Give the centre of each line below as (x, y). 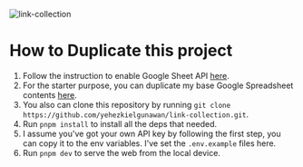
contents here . (49, 94)
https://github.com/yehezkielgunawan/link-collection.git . (136, 114)
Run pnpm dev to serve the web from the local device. (121, 152)
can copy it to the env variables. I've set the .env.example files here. (149, 143)
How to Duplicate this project (121, 51)
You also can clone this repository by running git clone (127, 104)
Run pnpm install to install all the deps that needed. (120, 123)
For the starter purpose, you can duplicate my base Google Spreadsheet (158, 85)
